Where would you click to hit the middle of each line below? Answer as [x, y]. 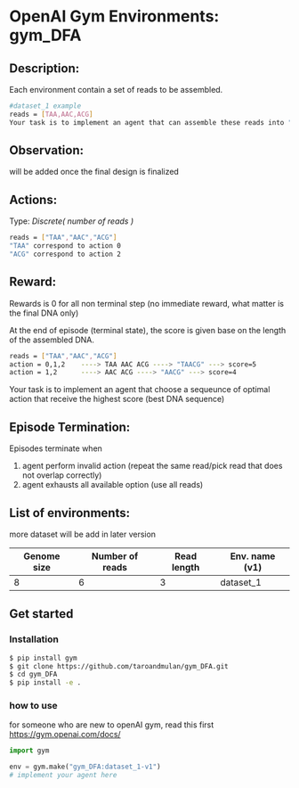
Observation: [47, 150]
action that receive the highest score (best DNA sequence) [117, 399]
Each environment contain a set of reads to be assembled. [116, 90]
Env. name [253, 556]
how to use [33, 706]
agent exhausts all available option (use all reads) [113, 485]
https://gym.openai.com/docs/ [65, 735]
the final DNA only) [44, 313]
